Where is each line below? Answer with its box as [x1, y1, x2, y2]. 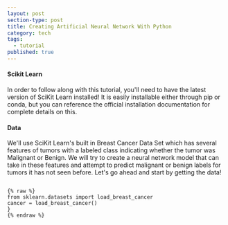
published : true [7, 49, 54, 56]
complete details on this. [7, 108, 78, 116]
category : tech [7, 29, 51, 37]
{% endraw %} [7, 212, 45, 219]
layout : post [7, 10, 45, 17]
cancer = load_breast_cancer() [7, 200, 98, 207]
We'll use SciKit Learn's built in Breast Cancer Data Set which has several [7, 139, 217, 147]
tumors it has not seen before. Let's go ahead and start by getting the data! [7, 168, 222, 177]
